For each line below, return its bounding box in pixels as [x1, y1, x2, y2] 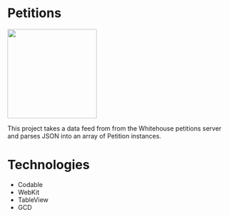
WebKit [17, 188, 40, 196]
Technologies [7, 157, 91, 173]
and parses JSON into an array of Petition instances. [7, 131, 162, 140]
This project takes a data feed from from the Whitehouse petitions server [7, 123, 222, 133]
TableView [17, 195, 49, 204]
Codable [17, 180, 43, 188]
